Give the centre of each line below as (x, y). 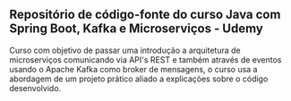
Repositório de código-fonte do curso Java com (145, 15)
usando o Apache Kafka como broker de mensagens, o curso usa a (133, 69)
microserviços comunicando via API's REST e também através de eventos (145, 59)
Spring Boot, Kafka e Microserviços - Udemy (137, 29)
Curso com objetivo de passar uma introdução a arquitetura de (125, 50)
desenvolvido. (35, 88)
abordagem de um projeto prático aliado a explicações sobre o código (139, 79)
